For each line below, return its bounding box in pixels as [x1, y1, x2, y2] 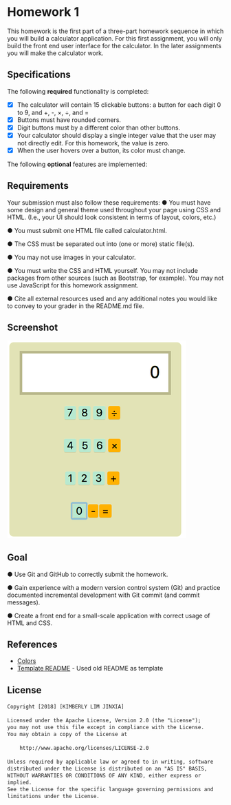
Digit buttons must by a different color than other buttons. [16, 123, 181, 132]
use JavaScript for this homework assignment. [7, 281, 139, 289]
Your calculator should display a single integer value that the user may [16, 131, 217, 139]
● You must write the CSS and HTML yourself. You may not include [7, 266, 198, 274]
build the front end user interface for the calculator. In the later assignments [7, 41, 222, 50]
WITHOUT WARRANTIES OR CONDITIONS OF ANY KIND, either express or [7, 773, 201, 779]
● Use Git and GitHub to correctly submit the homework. [7, 570, 168, 578]
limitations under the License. [7, 793, 100, 800]
